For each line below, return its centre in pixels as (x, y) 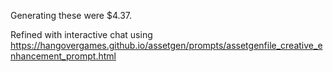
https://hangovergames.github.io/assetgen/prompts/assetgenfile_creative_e (166, 45)
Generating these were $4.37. (71, 15)
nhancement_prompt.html (63, 56)
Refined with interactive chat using (81, 34)
